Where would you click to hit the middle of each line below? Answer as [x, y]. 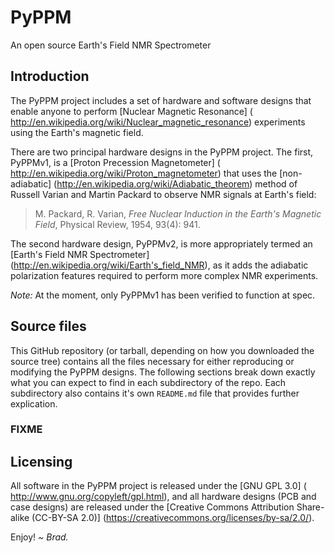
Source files [48, 326]
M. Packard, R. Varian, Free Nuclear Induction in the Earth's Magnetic [178, 213]
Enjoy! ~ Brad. [39, 537]
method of [276, 183]
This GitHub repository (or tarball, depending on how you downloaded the [162, 350]
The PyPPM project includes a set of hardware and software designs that [161, 100]
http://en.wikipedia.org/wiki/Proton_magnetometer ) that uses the [144, 173]
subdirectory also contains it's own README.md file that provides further [155, 393]
